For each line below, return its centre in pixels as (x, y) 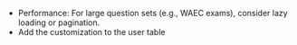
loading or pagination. (59, 22)
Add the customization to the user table (91, 32)
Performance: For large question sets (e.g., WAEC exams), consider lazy (153, 13)
